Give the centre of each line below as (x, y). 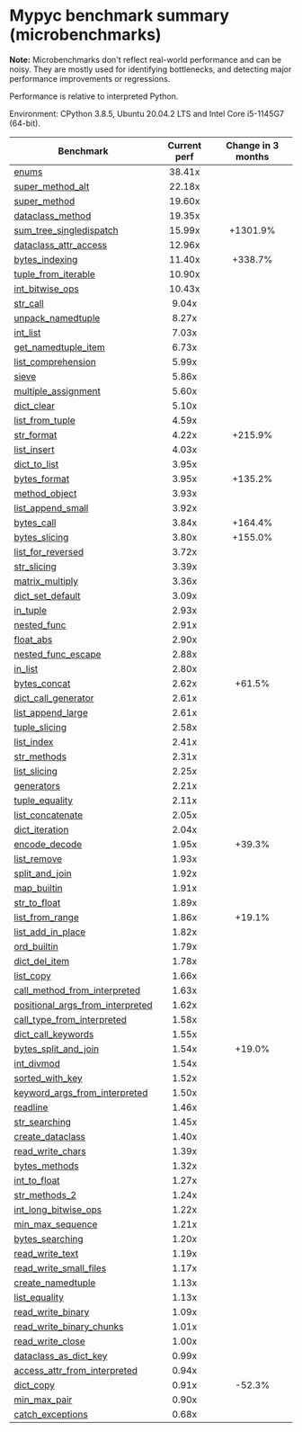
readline (31, 1107)
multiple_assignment (58, 390)
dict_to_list (36, 464)
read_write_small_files (60, 1267)
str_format (36, 434)
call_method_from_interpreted (77, 990)
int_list (27, 332)
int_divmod (37, 1063)
